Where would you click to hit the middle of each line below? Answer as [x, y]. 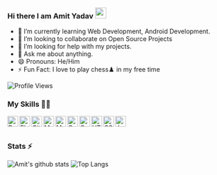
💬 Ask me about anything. [55, 54]
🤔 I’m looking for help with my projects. [74, 47]
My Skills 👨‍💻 [29, 104]
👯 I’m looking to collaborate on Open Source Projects [95, 39]
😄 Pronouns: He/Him [49, 62]
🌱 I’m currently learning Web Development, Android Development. [114, 31]
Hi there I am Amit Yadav [50, 16]
